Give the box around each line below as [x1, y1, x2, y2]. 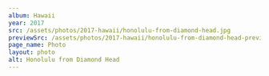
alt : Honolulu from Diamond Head [8, 56, 120, 64]
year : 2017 [8, 19, 45, 27]
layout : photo [8, 48, 56, 56]
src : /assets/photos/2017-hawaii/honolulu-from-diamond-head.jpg [8, 26, 231, 34]
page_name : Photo [8, 41, 66, 49]
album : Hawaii [8, 11, 56, 20]
